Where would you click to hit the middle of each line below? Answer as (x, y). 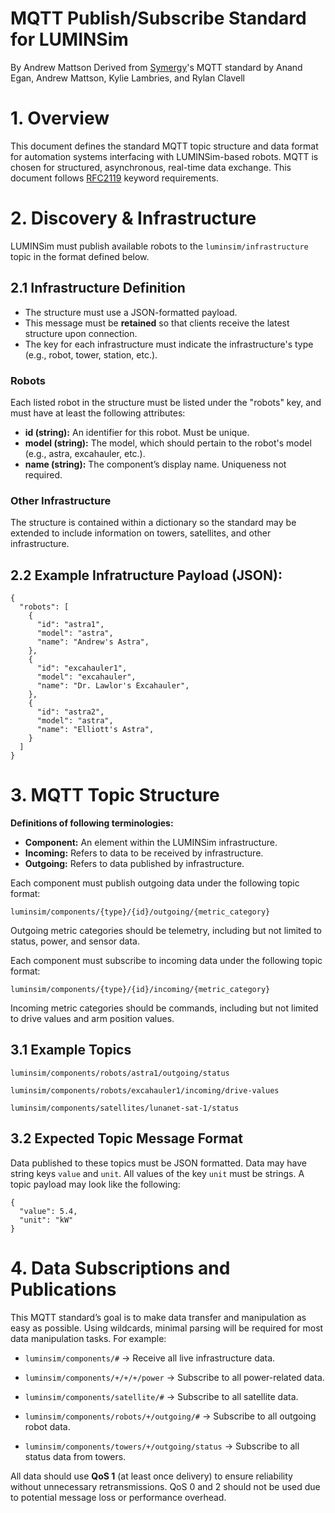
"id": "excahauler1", (82, 668)
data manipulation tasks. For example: (88, 1338)
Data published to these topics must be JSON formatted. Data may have (158, 1163)
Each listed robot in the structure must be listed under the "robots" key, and (166, 402)
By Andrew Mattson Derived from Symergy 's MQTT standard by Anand (156, 67)
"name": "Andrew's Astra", (93, 642)
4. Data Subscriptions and (120, 1268)
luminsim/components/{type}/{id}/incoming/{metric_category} (140, 989)
